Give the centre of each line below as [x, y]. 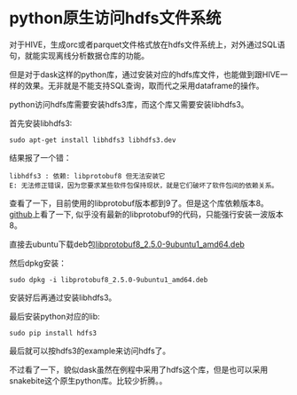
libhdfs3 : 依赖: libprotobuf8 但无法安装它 [87, 176]
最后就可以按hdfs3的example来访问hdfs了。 [90, 351]
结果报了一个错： [40, 157]
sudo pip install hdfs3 [53, 333]
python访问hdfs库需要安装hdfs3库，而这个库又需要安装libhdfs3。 [129, 104]
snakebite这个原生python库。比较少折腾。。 [88, 380]
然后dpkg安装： [38, 263]
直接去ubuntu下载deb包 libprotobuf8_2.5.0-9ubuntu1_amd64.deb [127, 244]
